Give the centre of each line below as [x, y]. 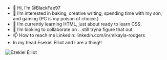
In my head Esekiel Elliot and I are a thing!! [57, 42]
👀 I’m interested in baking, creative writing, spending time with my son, [87, 13]
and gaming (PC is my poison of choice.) [56, 19]
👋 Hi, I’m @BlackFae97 [36, 8]
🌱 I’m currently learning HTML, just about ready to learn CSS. [77, 24]
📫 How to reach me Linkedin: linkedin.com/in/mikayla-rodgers [79, 35]
